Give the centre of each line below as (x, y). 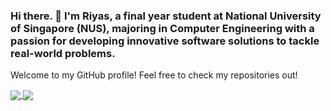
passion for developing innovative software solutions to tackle (165, 41)
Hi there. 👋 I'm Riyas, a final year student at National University (166, 16)
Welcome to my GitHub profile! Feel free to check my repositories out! (154, 75)
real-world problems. (63, 53)
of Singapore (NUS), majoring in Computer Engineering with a (162, 28)
